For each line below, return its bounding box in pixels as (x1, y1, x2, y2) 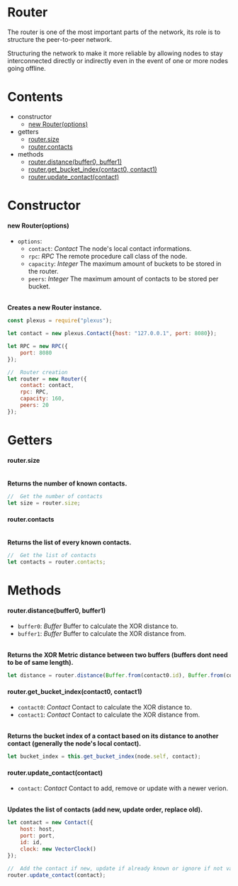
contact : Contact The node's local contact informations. (28, 245, 192, 253)
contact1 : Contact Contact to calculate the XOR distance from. (17, 710, 200, 719)
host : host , (20, 826, 55, 833)
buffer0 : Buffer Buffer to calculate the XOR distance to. (17, 622, 178, 631)
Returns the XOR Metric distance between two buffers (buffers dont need (7, 651, 228, 659)
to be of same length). (7, 658, 74, 667)
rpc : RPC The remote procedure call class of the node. (28, 252, 188, 261)
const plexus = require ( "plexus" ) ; (7, 317, 113, 325)
